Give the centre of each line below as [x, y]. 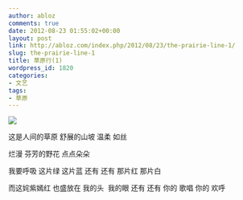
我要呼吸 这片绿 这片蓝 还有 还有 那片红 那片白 [85, 171]
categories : [28, 76]
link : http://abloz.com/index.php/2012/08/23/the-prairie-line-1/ [122, 46]
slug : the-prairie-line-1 [51, 53]
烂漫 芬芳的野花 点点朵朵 [49, 154]
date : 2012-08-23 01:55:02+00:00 [64, 31]
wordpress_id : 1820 [41, 68]
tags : [17, 90]
